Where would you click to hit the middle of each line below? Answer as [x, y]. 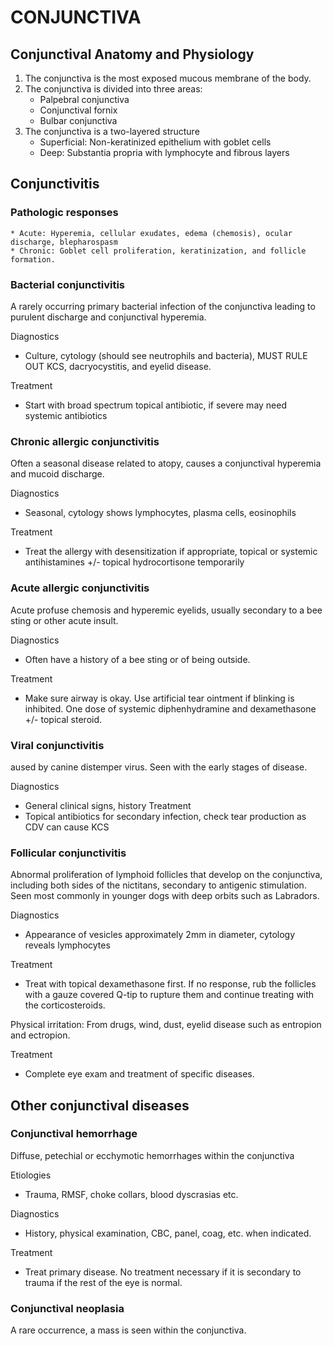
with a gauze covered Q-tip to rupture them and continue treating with [169, 995]
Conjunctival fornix [78, 110]
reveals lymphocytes [67, 945]
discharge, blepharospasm [64, 242]
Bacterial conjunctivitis [68, 284]
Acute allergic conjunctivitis [80, 588]
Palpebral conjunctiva [84, 99]
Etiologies [31, 1175]
